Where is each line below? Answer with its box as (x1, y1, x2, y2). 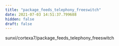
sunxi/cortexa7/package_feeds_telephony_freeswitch (5, 35, 115, 41)
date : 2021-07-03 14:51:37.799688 (5, 12, 77, 17)
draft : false (5, 21, 32, 26)
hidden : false (5, 16, 35, 21)
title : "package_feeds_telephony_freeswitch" (5, 7, 101, 12)
